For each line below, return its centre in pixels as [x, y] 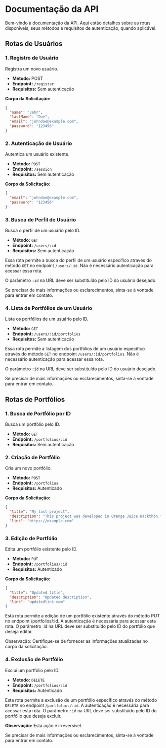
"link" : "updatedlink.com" [37, 602]
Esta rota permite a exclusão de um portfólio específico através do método [81, 700]
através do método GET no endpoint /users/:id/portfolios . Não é [72, 354]
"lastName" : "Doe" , [30, 117]
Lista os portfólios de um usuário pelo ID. [47, 319]
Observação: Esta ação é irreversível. [44, 725]
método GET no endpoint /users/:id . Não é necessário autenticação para [80, 265]
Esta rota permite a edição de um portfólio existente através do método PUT [83, 616]
